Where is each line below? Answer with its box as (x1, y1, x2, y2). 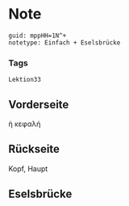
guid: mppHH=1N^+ (8, 32, 67, 40)
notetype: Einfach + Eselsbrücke (8, 38, 121, 47)
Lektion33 (8, 76, 42, 84)
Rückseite (8, 142, 60, 156)
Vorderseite (8, 98, 69, 111)
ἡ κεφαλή (8, 119, 41, 129)
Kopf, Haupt (8, 163, 48, 174)
